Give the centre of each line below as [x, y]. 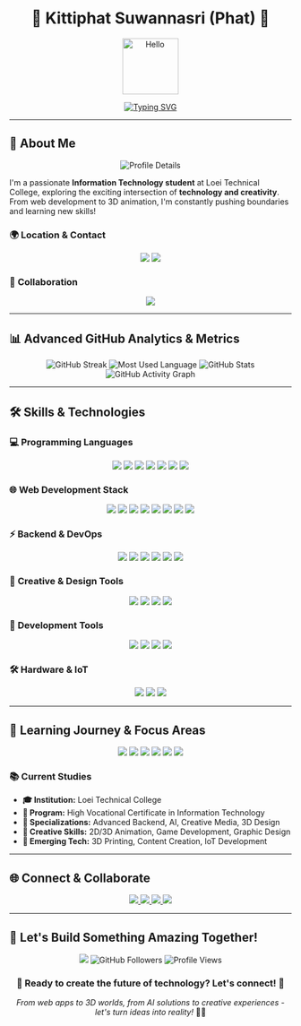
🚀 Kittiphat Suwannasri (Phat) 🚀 [150, 18]
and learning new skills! [53, 211]
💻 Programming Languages [71, 443]
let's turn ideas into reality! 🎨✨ [150, 1013]
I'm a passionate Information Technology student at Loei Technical [134, 182]
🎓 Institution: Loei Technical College [92, 800]
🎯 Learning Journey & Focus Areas [107, 730]
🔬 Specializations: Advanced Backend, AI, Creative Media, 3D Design [151, 823]
